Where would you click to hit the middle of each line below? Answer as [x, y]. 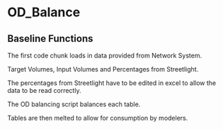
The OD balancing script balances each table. [74, 104]
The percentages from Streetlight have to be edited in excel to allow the [112, 83]
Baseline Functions [50, 39]
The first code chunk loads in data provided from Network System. [105, 55]
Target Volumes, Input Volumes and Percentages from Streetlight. [103, 69]
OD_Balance [44, 12]
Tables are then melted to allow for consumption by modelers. [98, 118]
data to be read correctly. [44, 90]
